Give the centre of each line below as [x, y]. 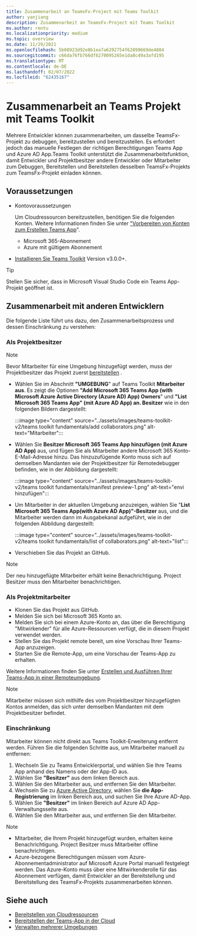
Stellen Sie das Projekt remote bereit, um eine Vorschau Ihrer [89, 641]
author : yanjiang [27, 17]
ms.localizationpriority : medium [47, 34]
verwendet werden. [38, 635]
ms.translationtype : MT [35, 61]
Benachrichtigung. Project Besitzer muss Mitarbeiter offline [86, 844]
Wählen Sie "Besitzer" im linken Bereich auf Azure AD [81, 803]
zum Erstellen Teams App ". [47, 229]
